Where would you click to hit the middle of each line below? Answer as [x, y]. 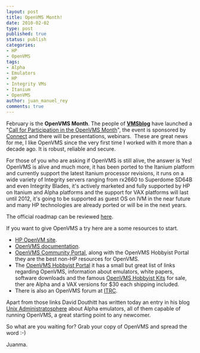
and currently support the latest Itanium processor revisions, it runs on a [95, 173]
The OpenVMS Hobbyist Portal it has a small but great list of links [95, 265]
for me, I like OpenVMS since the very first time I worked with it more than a [99, 142]
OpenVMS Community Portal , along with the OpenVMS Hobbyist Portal [102, 252]
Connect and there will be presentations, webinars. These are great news [97, 136]
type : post [20, 28]
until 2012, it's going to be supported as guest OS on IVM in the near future [99, 199]
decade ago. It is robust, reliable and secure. [61, 149]
